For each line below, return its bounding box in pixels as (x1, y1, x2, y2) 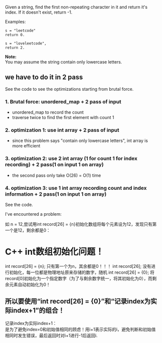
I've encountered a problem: (5, 211, 62, 217)
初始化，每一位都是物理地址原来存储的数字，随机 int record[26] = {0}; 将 (9, 269, 155, 275)
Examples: (5, 19, 26, 24)
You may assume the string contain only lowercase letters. (5, 59, 123, 65)
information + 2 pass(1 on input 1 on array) (5, 190, 107, 197)
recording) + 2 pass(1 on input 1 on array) (5, 161, 104, 168)
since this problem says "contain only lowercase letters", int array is (12, 138, 148, 143)
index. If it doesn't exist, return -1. (5, 9, 72, 15)
